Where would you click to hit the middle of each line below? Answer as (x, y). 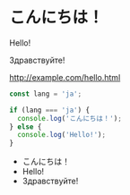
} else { (26, 127)
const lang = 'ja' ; (46, 94)
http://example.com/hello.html (65, 77)
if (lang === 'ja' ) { (50, 110)
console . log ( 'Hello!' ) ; (61, 135)
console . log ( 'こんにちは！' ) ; (70, 118)
